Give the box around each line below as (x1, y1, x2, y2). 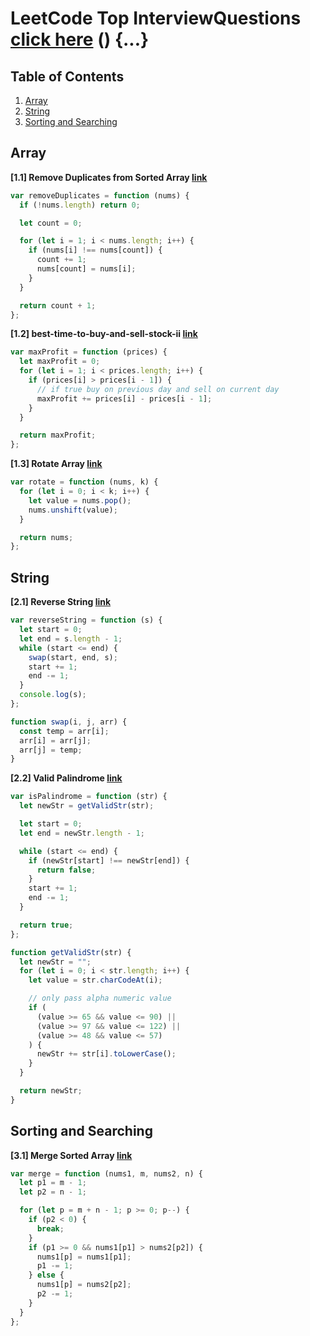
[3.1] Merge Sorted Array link (10, 1149, 133, 1161)
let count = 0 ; (19, 218, 83, 228)
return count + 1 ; (19, 300, 97, 311)
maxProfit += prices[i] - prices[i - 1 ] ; (36, 393, 213, 404)
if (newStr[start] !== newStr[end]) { (28, 855, 190, 866)
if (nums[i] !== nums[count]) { (28, 245, 163, 256)
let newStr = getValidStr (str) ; (19, 801, 155, 811)
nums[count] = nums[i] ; (36, 264, 137, 274)
